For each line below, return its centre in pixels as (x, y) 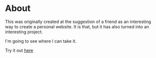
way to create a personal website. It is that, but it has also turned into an (77, 26)
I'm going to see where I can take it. (41, 41)
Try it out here (19, 50)
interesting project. (24, 32)
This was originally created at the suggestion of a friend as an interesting (78, 22)
